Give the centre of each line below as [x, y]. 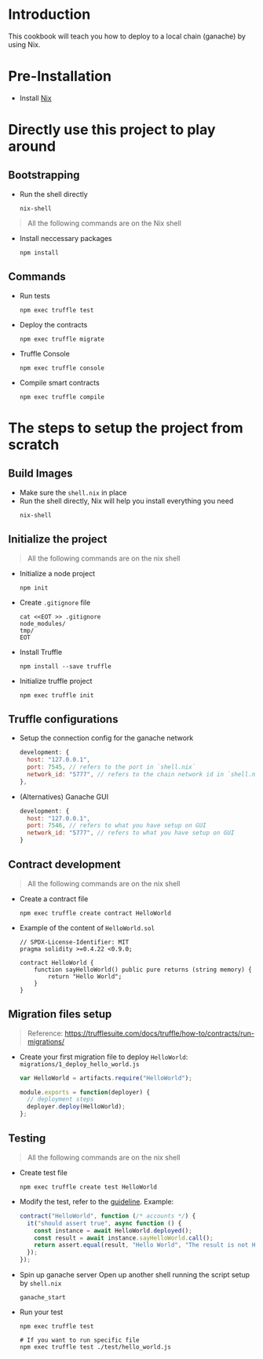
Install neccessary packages [66, 238]
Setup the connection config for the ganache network [106, 738]
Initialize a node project [57, 573]
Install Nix [36, 98]
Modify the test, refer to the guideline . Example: [97, 1201]
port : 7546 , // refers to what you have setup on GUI [117, 826]
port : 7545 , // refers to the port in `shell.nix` [111, 767]
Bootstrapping [44, 175]
